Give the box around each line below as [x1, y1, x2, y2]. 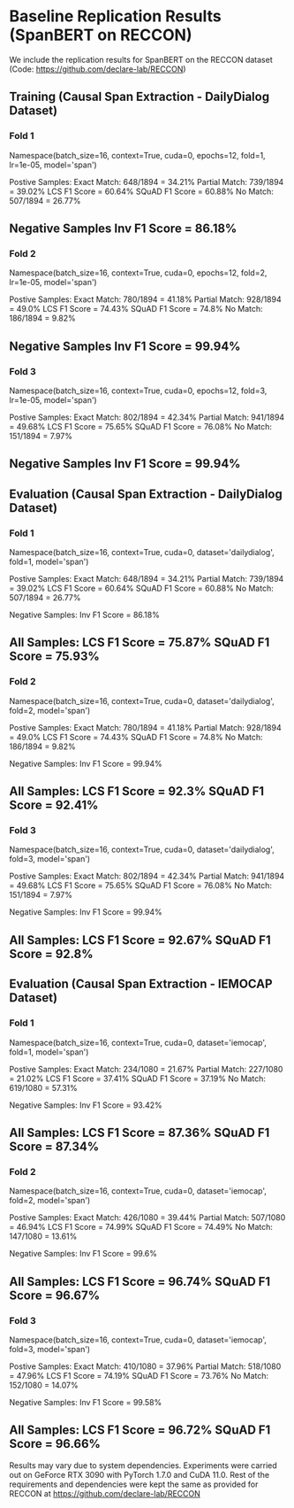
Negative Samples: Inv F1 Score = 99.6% [9, 1249, 157, 1259]
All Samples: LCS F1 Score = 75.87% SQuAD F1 [9, 635, 270, 650]
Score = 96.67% [9, 1288, 100, 1303]
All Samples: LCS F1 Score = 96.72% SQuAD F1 [9, 1423, 271, 1438]
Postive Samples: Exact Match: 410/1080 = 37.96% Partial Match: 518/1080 [9, 1361, 282, 1372]
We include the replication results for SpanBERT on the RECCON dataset [9, 54, 273, 65]
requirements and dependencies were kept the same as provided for [9, 1479, 259, 1489]
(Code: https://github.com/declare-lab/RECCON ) [9, 64, 187, 74]
